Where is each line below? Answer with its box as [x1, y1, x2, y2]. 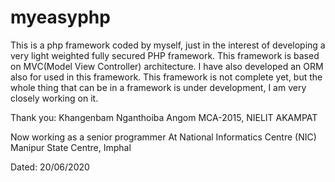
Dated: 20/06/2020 [10, 161, 90, 173]
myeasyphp [10, 6, 111, 29]
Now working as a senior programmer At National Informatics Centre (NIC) [10, 131, 317, 143]
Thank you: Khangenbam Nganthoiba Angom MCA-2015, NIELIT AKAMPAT [10, 111, 318, 123]
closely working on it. [10, 92, 99, 104]
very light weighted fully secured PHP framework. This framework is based [10, 49, 320, 61]
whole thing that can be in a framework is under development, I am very [10, 81, 307, 93]
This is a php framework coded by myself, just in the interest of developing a [10, 39, 326, 51]
